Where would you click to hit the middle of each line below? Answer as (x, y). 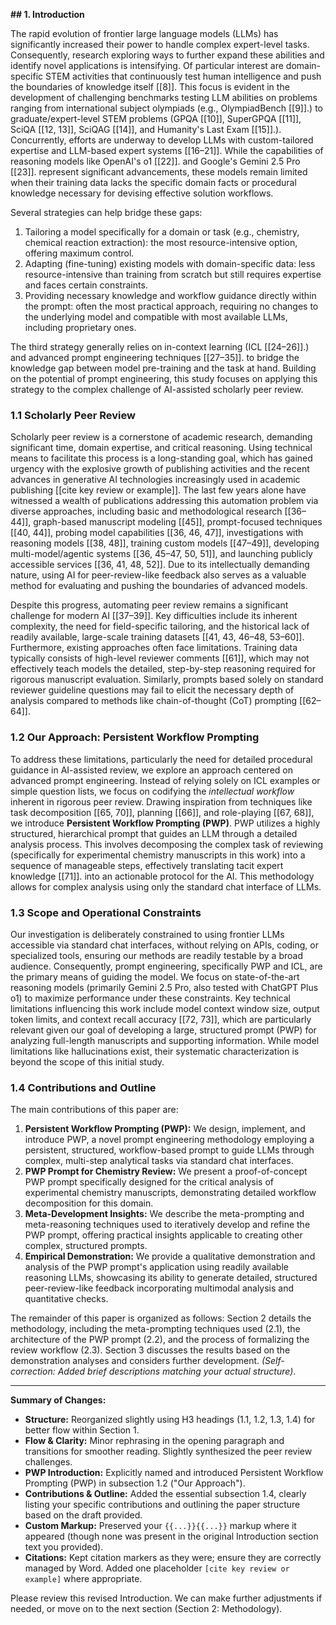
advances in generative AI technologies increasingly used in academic (155, 480)
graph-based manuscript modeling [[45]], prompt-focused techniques (178, 522)
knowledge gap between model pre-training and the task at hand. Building (163, 368)
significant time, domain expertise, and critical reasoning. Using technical (161, 448)
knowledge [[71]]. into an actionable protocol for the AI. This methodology (162, 876)
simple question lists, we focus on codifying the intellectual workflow (152, 791)
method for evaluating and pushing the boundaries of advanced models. (159, 586)
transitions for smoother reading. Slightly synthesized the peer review (168, 1451)
